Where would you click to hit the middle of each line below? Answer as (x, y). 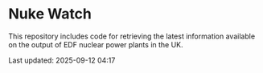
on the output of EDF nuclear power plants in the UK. (96, 44)
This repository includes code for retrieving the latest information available (132, 36)
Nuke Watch (50, 14)
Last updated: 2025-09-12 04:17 (62, 60)
